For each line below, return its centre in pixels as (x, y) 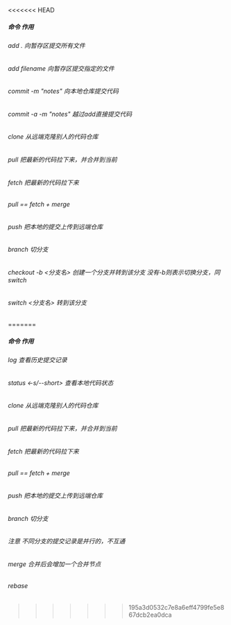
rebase (18, 586)
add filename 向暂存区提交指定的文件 (61, 68)
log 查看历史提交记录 (38, 360)
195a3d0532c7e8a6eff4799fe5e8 (177, 607)
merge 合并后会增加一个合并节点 (54, 564)
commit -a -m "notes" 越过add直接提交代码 (70, 114)
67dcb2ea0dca (150, 615)
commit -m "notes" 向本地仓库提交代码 (63, 91)
